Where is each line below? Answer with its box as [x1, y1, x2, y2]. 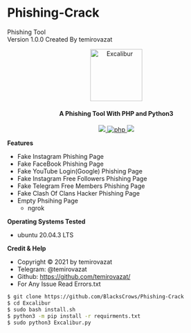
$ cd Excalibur [7, 300, 51, 307]
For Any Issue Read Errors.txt [17, 280, 102, 289]
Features [7, 139, 33, 147]
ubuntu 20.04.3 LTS [17, 231, 74, 239]
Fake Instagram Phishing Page [17, 153, 104, 161]
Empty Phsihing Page [17, 196, 78, 205]
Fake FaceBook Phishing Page [17, 160, 104, 168]
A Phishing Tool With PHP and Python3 [59, 109, 174, 117]
